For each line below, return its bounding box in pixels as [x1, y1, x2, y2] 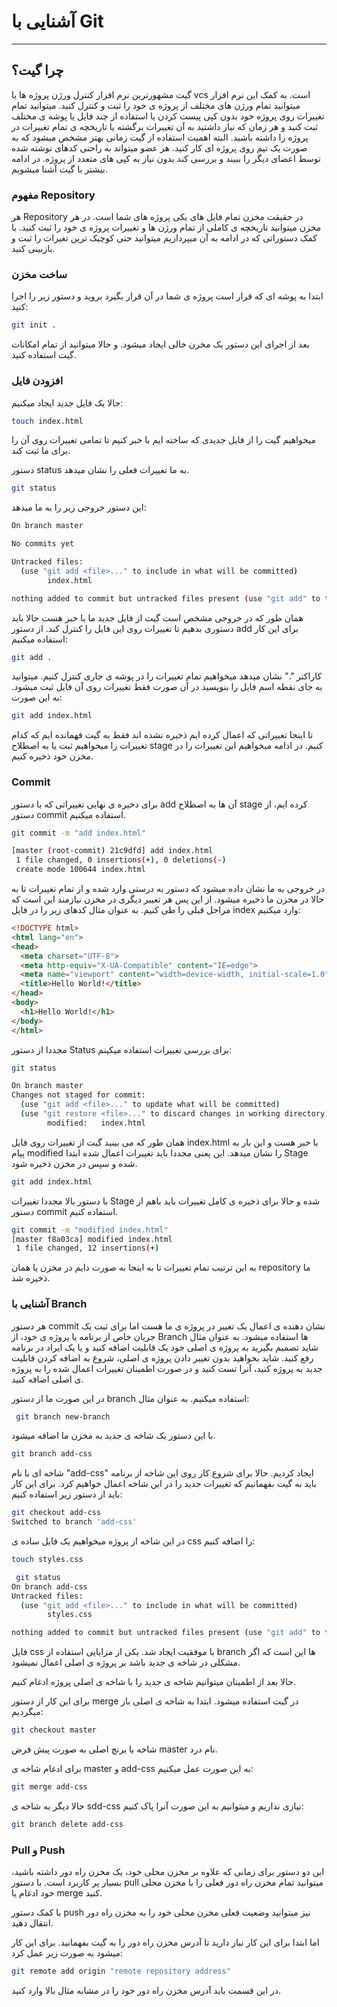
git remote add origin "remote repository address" [11, 1966, 231, 1977]
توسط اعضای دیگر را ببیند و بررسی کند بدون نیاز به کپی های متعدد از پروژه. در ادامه [11, 152, 321, 164]
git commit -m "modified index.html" [11, 1225, 169, 1235]
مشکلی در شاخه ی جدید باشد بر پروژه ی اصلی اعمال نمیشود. [11, 1656, 241, 1669]
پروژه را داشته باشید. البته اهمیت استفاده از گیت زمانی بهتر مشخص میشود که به [11, 131, 309, 143]
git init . [11, 320, 57, 330]
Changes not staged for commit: [11, 1090, 146, 1100]
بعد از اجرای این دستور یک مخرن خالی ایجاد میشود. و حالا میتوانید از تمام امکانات [11, 338, 310, 350]
